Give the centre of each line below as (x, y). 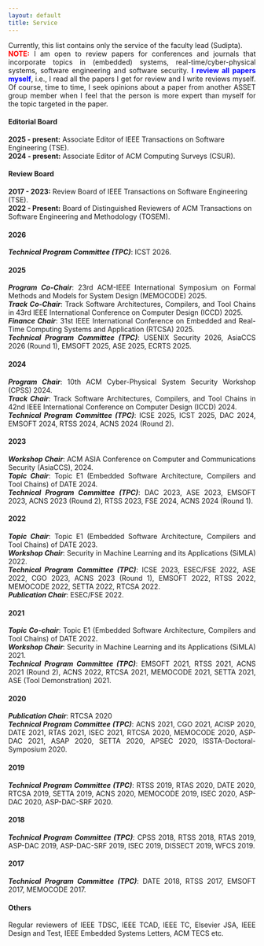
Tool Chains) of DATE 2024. (53, 484)
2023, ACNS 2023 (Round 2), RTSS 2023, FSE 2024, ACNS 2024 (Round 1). (131, 501)
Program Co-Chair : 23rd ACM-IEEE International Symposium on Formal (132, 287)
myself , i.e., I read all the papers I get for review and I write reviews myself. (132, 79)
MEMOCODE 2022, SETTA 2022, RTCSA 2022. (84, 586)
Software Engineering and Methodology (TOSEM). (89, 216)
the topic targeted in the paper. (58, 104)
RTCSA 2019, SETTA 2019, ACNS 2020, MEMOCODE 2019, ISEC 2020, (123, 793)
